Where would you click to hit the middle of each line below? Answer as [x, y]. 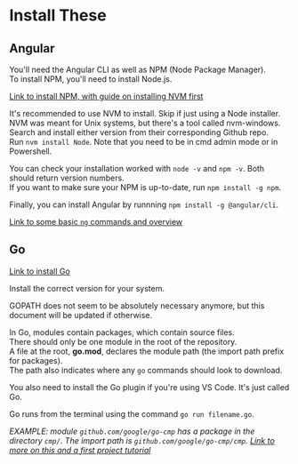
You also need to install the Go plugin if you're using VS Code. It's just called [149, 387]
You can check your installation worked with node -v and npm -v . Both [137, 168]
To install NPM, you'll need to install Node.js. [91, 79]
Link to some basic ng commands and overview [96, 222]
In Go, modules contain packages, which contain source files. [122, 332]
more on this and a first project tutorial [80, 450]
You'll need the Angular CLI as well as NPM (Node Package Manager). [138, 69]
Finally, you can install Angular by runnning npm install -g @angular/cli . [144, 204]
